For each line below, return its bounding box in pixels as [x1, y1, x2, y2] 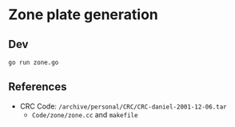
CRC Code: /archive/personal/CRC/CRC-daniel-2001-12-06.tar [19, 101, 227, 111]
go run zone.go [8, 58, 59, 66]
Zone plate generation [8, 6, 158, 24]
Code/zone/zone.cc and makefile [31, 109, 138, 119]
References [8, 80, 67, 93]
